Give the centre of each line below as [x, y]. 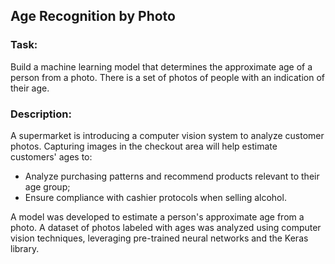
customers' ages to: [51, 156]
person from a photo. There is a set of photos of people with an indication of [167, 77]
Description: [41, 114]
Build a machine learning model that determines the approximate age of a [161, 66]
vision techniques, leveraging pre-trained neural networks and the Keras [159, 238]
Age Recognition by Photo [93, 16]
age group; [47, 186]
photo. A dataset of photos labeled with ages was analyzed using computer [166, 227]
